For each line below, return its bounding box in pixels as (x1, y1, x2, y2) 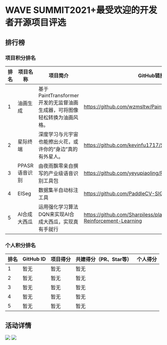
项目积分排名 (5, 54, 36, 61)
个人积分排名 (5, 242, 36, 249)
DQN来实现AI (38, 210, 70, 217)
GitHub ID (22, 256, 46, 263)
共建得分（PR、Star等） (75, 256, 132, 263)
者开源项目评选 (5, 17, 67, 28)
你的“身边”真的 (43, 145, 78, 152)
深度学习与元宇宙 (38, 131, 79, 138)
